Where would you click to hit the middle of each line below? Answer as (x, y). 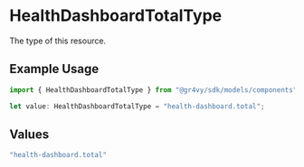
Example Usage (54, 69)
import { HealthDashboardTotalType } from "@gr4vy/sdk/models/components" (153, 90)
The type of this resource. (58, 41)
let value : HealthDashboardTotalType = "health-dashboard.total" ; (137, 106)
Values (29, 134)
